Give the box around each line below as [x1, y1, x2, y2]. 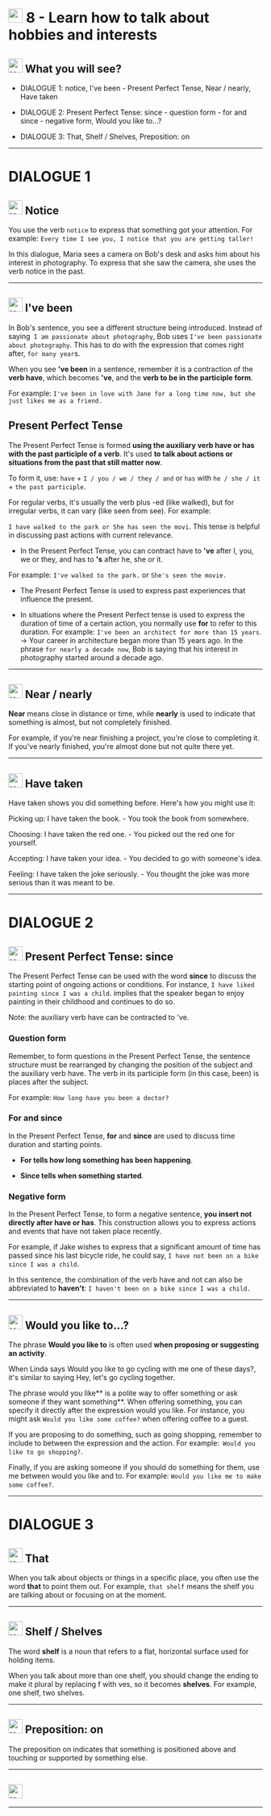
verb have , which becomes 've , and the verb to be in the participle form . [8, 372, 253, 383]
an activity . [8, 1348, 47, 1358]
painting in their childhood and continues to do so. [8, 997, 176, 1006]
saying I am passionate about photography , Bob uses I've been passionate [8, 331, 262, 341]
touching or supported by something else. [8, 1752, 148, 1763]
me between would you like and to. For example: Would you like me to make [8, 1471, 262, 1480]
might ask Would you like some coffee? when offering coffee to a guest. [8, 1413, 249, 1424]
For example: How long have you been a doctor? [8, 1092, 169, 1102]
